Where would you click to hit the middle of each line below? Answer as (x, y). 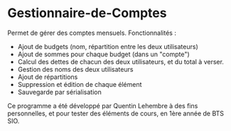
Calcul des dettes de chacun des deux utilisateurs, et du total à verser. (120, 61)
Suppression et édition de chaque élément (80, 84)
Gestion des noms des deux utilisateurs (75, 69)
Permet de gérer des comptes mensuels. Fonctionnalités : (92, 33)
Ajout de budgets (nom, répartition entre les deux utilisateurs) (108, 46)
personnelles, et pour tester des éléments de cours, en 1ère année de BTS (116, 113)
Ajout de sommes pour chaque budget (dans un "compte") (103, 54)
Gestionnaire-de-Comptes (87, 13)
